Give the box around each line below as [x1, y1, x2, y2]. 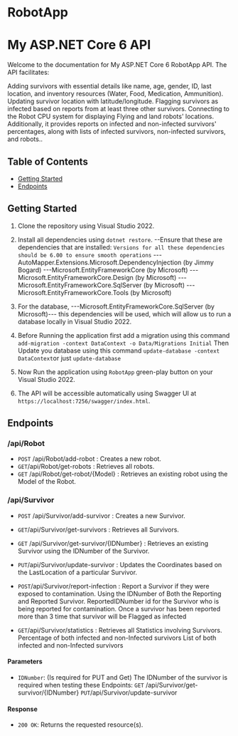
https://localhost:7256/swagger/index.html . [17, 396, 151, 405]
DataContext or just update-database [17, 353, 121, 362]
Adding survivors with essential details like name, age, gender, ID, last [7, 82, 212, 90]
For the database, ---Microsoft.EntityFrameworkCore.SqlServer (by [17, 302, 215, 311]
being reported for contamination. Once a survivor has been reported [17, 604, 221, 613]
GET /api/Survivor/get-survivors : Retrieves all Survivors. [17, 525, 180, 534]
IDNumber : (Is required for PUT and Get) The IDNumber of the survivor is [17, 673, 228, 681]
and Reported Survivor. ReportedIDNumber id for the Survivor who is [17, 596, 220, 606]
